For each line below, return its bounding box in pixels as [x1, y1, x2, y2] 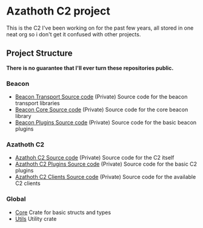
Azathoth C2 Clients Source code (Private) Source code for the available [15, 174, 196, 181]
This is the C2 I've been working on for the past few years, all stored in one [6, 24, 194, 31]
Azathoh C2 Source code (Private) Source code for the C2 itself [15, 154, 175, 161]
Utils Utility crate [15, 215, 57, 222]
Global [6, 195, 26, 203]
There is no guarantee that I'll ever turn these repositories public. [6, 64, 174, 71]
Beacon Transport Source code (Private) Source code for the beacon [15, 93, 188, 100]
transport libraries [15, 100, 60, 107]
